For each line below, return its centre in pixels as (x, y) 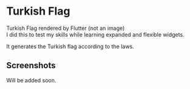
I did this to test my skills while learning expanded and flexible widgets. (95, 34)
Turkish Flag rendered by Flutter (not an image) (65, 28)
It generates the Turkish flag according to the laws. (70, 46)
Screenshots (31, 66)
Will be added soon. (31, 80)
